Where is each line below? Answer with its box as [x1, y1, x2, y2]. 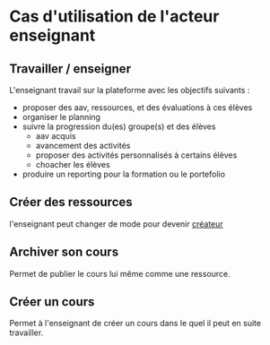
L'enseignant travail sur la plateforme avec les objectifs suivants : [9, 85, 250, 95]
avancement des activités [35, 141, 131, 151]
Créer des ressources [9, 194, 133, 210]
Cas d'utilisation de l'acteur [9, 6, 220, 27]
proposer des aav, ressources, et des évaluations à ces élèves [22, 102, 253, 113]
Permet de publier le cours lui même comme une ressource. [9, 268, 231, 279]
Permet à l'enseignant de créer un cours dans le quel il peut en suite [9, 318, 262, 329]
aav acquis [35, 131, 76, 141]
